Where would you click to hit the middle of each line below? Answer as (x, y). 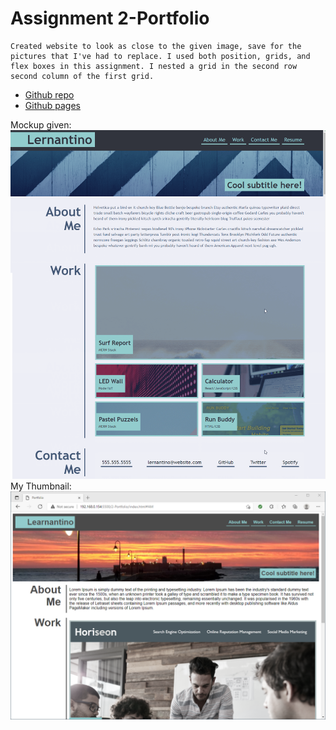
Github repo (49, 94)
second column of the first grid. (82, 76)
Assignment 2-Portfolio (110, 18)
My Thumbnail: (41, 486)
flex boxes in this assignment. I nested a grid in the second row (154, 66)
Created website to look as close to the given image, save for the (156, 46)
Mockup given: (41, 124)
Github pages (52, 105)
